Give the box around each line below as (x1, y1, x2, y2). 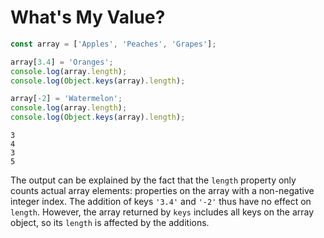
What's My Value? (10, 6, 166, 29)
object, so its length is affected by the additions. (10, 217, 210, 229)
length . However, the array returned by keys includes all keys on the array (10, 206, 315, 218)
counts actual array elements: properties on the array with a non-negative (10, 185, 315, 197)
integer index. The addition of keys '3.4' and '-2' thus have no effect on (10, 196, 312, 208)
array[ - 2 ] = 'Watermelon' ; (10, 94, 123, 104)
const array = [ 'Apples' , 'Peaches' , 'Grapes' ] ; (10, 39, 217, 49)
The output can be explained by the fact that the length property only (10, 174, 297, 186)
